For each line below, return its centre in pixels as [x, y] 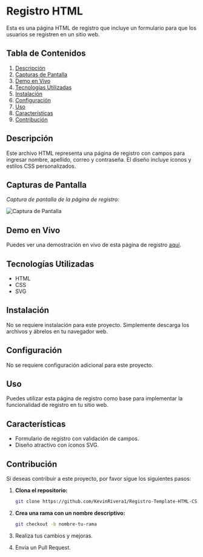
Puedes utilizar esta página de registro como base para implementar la [95, 398]
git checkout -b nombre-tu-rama [56, 524]
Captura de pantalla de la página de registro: [63, 199]
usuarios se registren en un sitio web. [53, 34]
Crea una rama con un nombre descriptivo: [70, 513]
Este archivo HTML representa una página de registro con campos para [96, 153]
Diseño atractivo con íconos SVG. [57, 445]
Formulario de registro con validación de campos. [77, 439]
